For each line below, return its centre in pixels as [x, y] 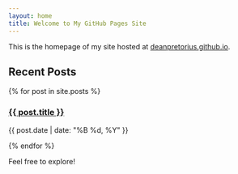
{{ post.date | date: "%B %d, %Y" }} [68, 129]
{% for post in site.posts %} [55, 91]
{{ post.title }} [36, 112]
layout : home [30, 16]
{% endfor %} [32, 146]
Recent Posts [42, 72]
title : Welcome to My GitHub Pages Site [78, 23]
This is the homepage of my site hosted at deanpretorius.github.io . [119, 46]
